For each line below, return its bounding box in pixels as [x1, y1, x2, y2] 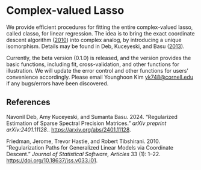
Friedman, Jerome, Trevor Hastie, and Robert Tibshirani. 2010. [6, 138, 161, 145]
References [6, 97, 51, 108]
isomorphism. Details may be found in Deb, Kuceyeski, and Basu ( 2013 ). [6, 43, 185, 50]
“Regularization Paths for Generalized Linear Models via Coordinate [6, 144, 173, 151]
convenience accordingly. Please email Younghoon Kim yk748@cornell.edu [6, 73, 194, 80]
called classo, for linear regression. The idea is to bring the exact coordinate [6, 29, 195, 37]
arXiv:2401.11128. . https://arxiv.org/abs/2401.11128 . [6, 126, 131, 133]
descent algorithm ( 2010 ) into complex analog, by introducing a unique [6, 36, 182, 43]
